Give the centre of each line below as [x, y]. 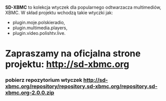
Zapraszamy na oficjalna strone [73, 54]
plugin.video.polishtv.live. [39, 33]
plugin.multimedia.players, [40, 28]
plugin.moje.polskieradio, [39, 22]
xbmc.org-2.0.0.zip [30, 93]
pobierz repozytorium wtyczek [44, 80]
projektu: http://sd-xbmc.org [67, 64]
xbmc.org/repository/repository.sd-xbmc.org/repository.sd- [81, 86]
